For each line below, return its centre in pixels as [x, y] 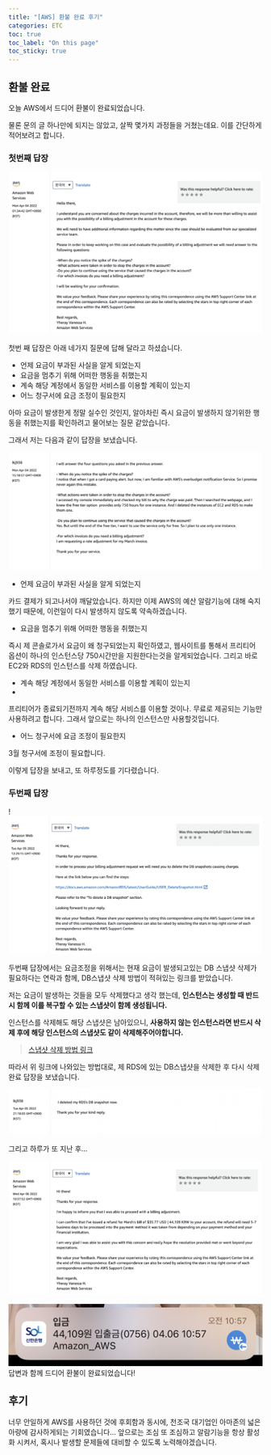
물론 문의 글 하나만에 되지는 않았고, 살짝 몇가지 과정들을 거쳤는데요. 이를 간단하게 [135, 124]
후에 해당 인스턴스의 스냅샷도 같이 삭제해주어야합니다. [100, 1032]
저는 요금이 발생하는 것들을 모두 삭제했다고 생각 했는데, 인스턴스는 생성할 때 [126, 995]
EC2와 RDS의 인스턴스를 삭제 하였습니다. [73, 666]
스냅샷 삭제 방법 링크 [60, 1049]
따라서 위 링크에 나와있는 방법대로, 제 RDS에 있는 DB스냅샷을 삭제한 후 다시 [127, 1066]
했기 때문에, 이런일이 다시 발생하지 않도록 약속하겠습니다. [98, 611]
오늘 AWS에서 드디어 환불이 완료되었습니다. [77, 108]
